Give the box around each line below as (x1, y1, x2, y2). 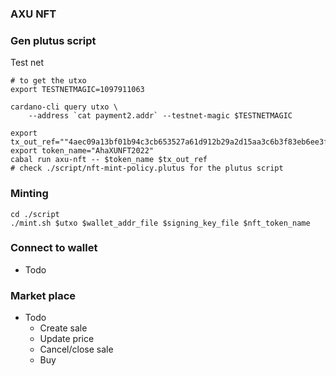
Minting (10, 187, 49, 201)
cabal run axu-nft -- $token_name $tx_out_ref (10, 155, 208, 165)
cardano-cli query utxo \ (10, 102, 118, 112)
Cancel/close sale (39, 343, 114, 356)
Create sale (39, 322, 88, 334)
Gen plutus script (10, 33, 97, 47)
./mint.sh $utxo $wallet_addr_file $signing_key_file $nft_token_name (10, 218, 311, 228)
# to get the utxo (10, 76, 87, 86)
